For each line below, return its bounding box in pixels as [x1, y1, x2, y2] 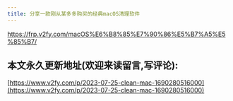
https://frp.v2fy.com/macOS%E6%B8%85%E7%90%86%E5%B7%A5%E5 [7, 30, 226, 38]
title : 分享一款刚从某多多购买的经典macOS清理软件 [7, 10, 140, 18]
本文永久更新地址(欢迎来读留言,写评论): [7, 59, 179, 71]
